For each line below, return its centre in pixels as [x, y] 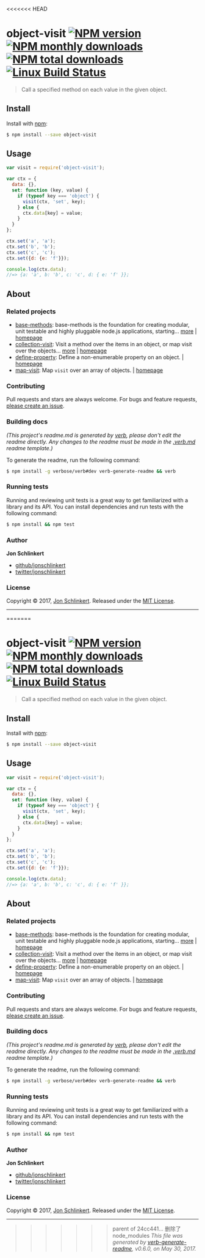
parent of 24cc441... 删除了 [147, 1229]
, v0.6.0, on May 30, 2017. [164, 1249]
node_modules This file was [148, 1236]
